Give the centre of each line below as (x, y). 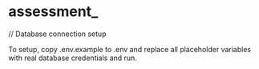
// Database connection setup (57, 34)
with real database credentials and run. (73, 58)
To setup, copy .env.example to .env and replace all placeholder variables (129, 49)
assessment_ (53, 12)
